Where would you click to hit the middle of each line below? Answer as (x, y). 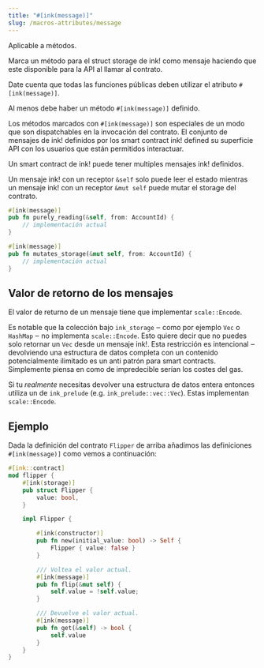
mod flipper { (32, 475)
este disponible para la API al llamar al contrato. (86, 69)
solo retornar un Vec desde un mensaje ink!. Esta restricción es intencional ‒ (132, 344)
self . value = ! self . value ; (95, 592)
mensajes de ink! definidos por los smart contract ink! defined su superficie (131, 140)
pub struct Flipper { (58, 490)
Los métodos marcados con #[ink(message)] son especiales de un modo (126, 123)
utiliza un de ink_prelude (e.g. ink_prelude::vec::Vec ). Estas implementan (129, 393)
